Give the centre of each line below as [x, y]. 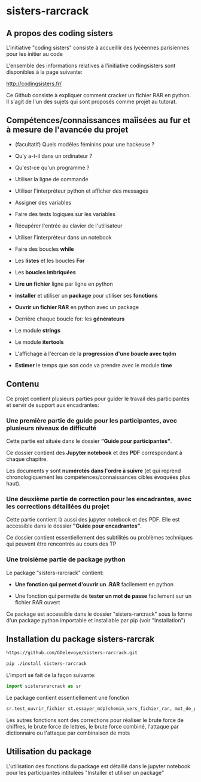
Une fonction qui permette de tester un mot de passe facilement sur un [103, 596]
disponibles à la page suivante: [44, 72]
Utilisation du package [49, 752]
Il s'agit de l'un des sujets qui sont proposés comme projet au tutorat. [92, 101]
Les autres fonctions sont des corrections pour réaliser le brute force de [95, 720]
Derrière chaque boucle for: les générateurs [70, 319]
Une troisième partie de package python [66, 559]
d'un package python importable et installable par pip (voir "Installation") [96, 620]
